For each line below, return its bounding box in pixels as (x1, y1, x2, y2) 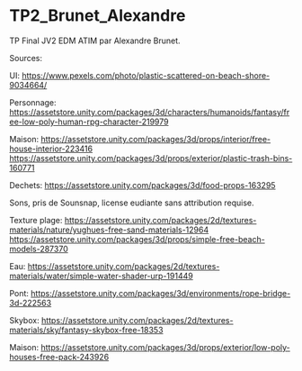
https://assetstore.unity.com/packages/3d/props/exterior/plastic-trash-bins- (9, 152, 293, 163)
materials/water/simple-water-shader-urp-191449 (9, 270, 193, 281)
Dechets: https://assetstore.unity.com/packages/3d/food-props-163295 (9, 179, 276, 190)
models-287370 (9, 243, 69, 254)
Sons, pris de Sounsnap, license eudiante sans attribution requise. (9, 197, 254, 208)
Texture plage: (9, 214, 63, 225)
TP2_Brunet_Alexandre (9, 5, 186, 26)
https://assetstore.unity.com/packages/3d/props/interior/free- (40, 133, 271, 144)
